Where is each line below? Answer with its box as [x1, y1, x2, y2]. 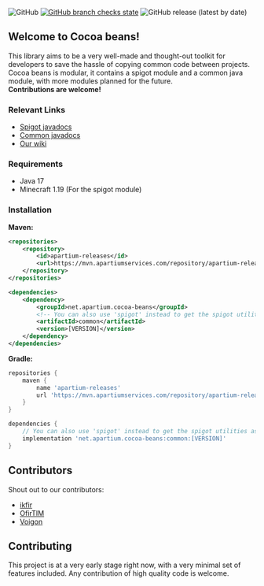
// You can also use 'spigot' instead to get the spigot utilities [22, 428, 247, 436]
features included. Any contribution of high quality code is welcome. [8, 569, 229, 578]
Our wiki [19, 139, 47, 149]
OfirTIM [19, 508, 45, 517]
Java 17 [19, 176, 45, 186]
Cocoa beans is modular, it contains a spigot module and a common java [8, 68, 244, 77]
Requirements [8, 158, 64, 169]
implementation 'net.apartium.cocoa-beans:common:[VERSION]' [22, 434, 226, 443]
